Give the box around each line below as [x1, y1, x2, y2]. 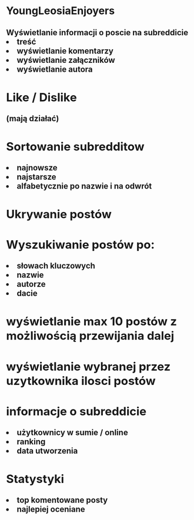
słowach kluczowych [16, 261, 96, 271]
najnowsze [16, 163, 58, 173]
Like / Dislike [6, 89, 78, 105]
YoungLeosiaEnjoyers [6, 4, 115, 18]
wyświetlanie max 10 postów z [6, 314, 178, 329]
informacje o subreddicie [6, 404, 147, 418]
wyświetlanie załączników [16, 55, 116, 65]
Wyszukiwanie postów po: [6, 237, 155, 252]
